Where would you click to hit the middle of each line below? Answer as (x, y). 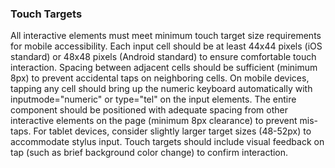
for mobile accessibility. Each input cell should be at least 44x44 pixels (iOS (166, 46)
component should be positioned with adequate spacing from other (149, 110)
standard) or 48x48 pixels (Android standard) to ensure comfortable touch (163, 57)
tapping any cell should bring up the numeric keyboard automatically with (161, 89)
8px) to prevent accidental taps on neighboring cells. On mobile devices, (160, 78)
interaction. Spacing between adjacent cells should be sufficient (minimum (164, 68)
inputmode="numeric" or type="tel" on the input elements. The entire (153, 99)
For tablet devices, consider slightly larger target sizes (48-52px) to (172, 131)
